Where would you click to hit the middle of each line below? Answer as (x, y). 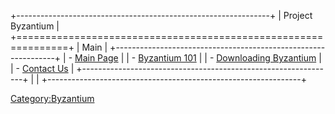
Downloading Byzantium (266, 58)
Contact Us (45, 68)
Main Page (96, 58)
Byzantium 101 (167, 58)
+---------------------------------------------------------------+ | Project (161, 15)
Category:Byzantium (52, 98)
